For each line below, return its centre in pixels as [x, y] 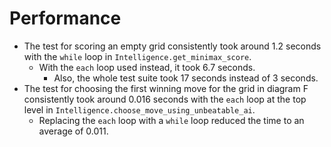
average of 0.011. [73, 131]
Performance [65, 18]
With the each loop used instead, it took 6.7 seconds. [147, 67]
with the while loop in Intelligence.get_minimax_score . [137, 56]
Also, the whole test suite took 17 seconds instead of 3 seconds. [186, 78]
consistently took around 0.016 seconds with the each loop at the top [165, 99]
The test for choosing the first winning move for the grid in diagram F [166, 88]
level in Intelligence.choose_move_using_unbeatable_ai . [139, 109]
